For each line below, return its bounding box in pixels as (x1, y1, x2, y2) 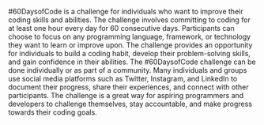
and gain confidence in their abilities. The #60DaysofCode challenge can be (8, 57, 257, 66)
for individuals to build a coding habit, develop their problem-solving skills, (8, 49, 251, 58)
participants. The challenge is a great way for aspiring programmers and (8, 91, 244, 100)
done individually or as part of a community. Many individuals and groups (8, 66, 247, 74)
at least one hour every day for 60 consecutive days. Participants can (8, 24, 235, 32)
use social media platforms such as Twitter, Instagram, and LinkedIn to (8, 74, 238, 83)
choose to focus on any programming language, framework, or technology (8, 32, 251, 41)
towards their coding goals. (8, 108, 97, 117)
